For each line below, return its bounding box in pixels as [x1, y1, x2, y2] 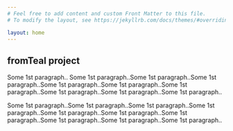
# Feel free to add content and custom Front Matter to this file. [7, 10, 207, 17]
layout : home [7, 29, 45, 36]
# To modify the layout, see [7, 17, 92, 24]
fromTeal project [7, 55, 80, 67]
